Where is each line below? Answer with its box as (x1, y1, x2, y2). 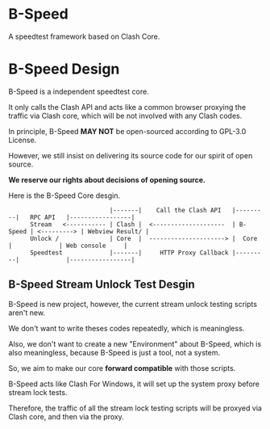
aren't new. (8, 308, 46, 318)
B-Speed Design (8, 60, 120, 78)
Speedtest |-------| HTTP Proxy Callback (29, 248, 229, 257)
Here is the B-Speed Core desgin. (8, 191, 121, 200)
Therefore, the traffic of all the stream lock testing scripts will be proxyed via (8, 403, 262, 413)
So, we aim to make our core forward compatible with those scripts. (8, 363, 236, 372)
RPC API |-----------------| (29, 213, 135, 221)
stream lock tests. (8, 387, 68, 397)
